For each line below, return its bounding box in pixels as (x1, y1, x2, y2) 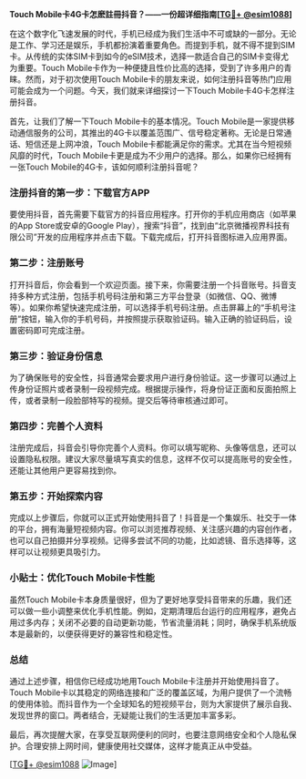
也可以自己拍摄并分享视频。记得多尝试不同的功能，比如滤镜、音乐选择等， (9, 535, 289, 546)
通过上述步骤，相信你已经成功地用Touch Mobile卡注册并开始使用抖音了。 (9, 676, 284, 687)
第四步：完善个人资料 (9, 419, 103, 432)
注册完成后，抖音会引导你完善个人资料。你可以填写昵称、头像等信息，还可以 (9, 442, 297, 454)
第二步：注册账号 (9, 257, 85, 270)
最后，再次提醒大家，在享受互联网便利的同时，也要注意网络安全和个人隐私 (9, 729, 289, 741)
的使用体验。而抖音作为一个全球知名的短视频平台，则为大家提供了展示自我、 (9, 699, 297, 710)
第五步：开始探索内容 (9, 490, 103, 503)
